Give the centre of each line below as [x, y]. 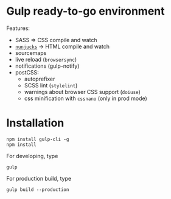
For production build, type [39, 178]
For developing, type [32, 156]
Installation [35, 123]
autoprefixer [40, 79]
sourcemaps [31, 52]
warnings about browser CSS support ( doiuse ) [82, 92]
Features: [18, 28]
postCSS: [27, 72]
